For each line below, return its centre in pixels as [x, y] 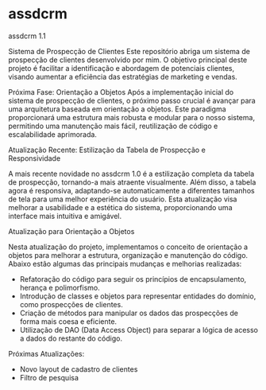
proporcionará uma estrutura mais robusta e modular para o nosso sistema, [132, 117]
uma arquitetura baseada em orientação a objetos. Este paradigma [117, 109]
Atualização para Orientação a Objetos [71, 231]
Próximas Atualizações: [46, 353]
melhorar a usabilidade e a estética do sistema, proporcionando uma [120, 207]
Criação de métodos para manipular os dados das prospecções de [129, 313]
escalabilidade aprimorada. [53, 134]
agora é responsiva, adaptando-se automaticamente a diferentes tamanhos [132, 190]
